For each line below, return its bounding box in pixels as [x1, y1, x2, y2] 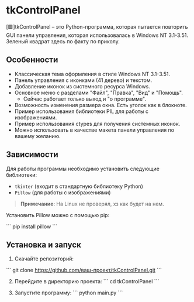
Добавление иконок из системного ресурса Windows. [14, 83, 151, 90]
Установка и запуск [6, 239, 82, 249]
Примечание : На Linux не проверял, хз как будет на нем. [20, 200, 165, 207]
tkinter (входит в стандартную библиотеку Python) [14, 183, 143, 190]
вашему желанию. [14, 132, 61, 139]
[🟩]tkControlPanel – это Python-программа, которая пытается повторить [6, 23, 188, 30]
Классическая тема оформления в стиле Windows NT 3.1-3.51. [14, 70, 171, 77]
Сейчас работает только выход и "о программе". [23, 95, 146, 102]
